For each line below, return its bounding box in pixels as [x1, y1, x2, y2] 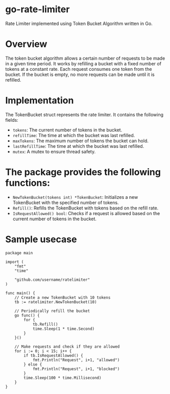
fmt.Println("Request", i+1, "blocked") [32, 366, 120, 372]
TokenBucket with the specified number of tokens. [12, 199, 119, 205]
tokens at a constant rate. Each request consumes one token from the [5, 66, 152, 72]
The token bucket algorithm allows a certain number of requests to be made [5, 55, 165, 61]
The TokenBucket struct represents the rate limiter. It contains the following [5, 111, 164, 118]
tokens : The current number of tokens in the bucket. [12, 126, 123, 133]
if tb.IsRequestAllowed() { [23, 353, 83, 358]
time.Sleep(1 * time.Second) [32, 326, 95, 331]
